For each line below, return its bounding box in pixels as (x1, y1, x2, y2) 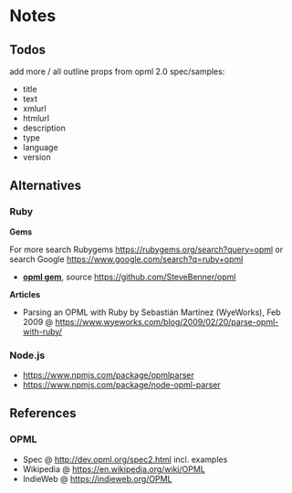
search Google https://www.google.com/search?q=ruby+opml (9, 253, 244, 265)
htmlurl (22, 113, 50, 123)
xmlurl (22, 103, 47, 114)
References (9, 405, 77, 421)
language (22, 142, 58, 152)
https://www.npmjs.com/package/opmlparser (22, 369, 194, 380)
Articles (9, 288, 41, 299)
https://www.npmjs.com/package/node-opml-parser (22, 379, 221, 390)
